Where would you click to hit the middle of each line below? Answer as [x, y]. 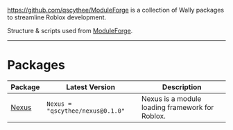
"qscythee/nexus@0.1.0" [86, 111]
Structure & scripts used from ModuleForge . [70, 31]
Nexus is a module [171, 98]
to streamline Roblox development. [57, 17]
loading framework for [178, 107]
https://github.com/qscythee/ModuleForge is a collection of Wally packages [116, 10]
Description [182, 87]
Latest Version [90, 87]
